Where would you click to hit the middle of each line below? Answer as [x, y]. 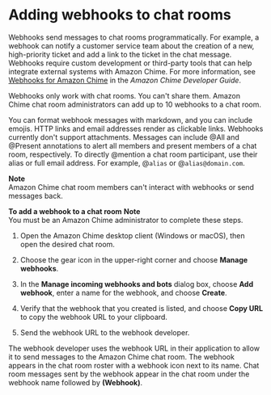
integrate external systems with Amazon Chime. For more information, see [132, 71]
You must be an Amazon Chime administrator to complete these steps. [126, 220]
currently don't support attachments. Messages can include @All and [124, 137]
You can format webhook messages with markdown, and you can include [131, 120]
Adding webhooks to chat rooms [120, 15]
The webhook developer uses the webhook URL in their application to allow [134, 348]
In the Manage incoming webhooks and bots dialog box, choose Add [137, 284]
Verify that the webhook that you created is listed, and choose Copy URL [142, 308]
